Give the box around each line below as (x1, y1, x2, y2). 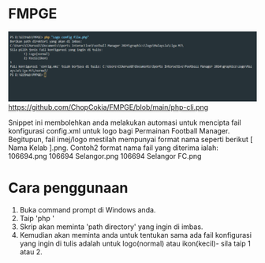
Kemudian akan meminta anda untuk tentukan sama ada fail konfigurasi (19, 230, 252, 239)
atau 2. (19, 246, 43, 257)
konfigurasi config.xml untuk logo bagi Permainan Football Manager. (8, 126, 230, 135)
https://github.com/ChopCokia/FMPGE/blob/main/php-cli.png (8, 102, 209, 111)
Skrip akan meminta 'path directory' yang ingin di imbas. (19, 222, 203, 231)
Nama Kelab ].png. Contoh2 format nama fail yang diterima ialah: (8, 143, 219, 152)
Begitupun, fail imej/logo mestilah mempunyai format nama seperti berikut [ (8, 134, 253, 144)
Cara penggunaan (8, 178, 129, 197)
